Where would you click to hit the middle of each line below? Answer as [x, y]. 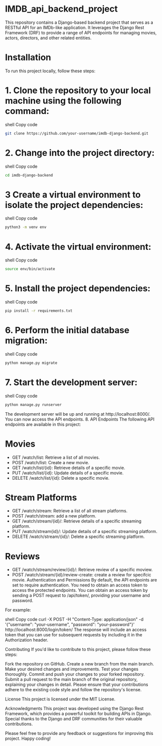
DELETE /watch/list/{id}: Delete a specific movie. [61, 478]
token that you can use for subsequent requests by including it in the [74, 635]
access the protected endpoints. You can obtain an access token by [80, 590]
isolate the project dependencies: [74, 205]
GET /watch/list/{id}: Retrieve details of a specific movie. [68, 468]
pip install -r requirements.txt [39, 311]
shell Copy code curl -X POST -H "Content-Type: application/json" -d [74, 619]
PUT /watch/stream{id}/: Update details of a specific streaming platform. [85, 532]
